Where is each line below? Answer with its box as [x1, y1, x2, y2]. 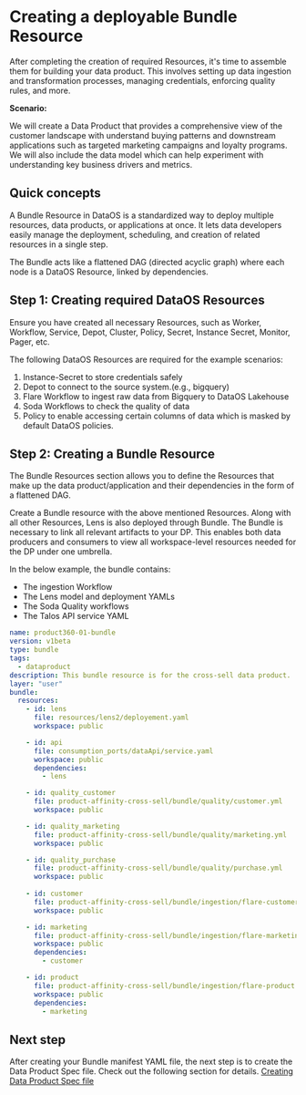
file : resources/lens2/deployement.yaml [33, 713, 189, 722]
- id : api [25, 738, 64, 747]
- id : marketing [25, 923, 88, 932]
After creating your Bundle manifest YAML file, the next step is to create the [9, 1056, 293, 1068]
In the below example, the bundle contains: [9, 563, 171, 575]
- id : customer [25, 889, 84, 898]
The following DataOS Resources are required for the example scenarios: [9, 354, 284, 365]
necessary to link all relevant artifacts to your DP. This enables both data [9, 527, 281, 538]
